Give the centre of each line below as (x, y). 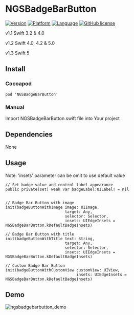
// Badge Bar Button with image (40, 203)
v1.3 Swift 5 (17, 53)
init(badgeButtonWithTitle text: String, (50, 239)
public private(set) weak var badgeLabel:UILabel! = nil (67, 189)
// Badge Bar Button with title (40, 234)
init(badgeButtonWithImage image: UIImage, (52, 207)
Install (15, 69)
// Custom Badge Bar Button (35, 265)
